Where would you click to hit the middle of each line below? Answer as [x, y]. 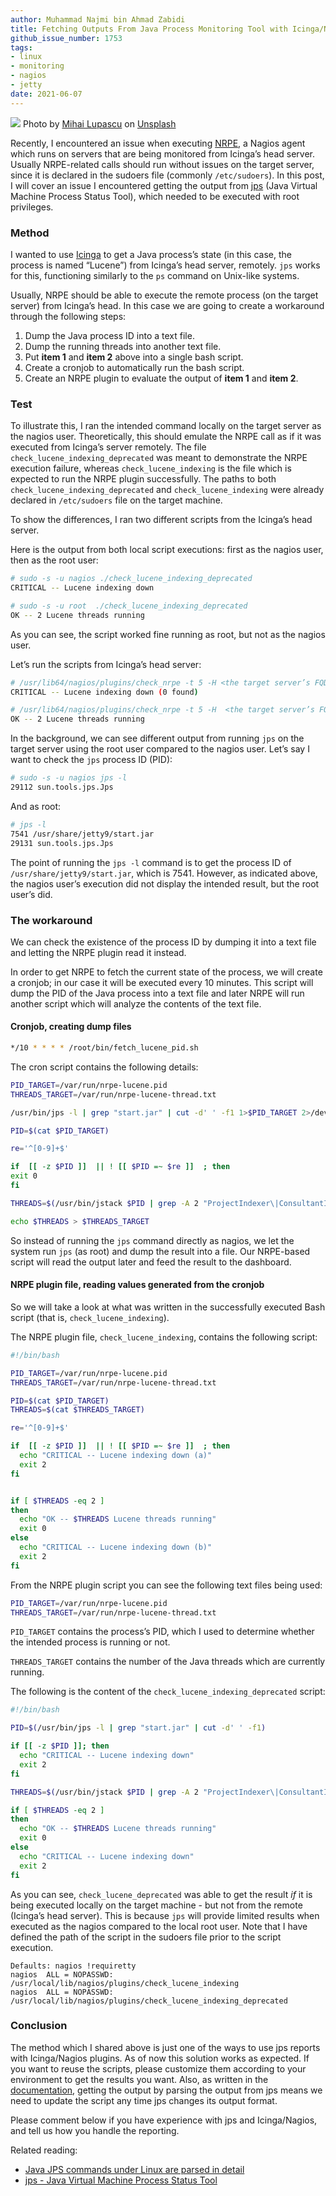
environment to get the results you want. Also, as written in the [139, 2079]
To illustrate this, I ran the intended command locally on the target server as [166, 426]
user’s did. [31, 894]
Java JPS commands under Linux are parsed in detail [134, 2169]
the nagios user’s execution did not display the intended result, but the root [165, 883]
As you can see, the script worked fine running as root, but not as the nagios [168, 634]
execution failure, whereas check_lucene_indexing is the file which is [151, 468]
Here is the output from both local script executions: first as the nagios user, [167, 550]
